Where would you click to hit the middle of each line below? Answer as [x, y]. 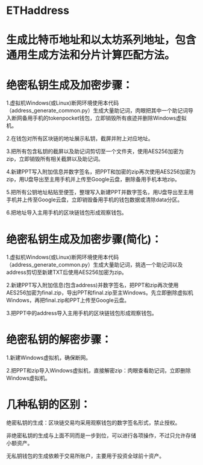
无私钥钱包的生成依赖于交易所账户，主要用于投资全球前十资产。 [85, 456]
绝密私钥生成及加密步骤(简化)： [84, 239]
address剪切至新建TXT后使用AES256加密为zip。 [67, 272]
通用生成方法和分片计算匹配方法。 [91, 55]
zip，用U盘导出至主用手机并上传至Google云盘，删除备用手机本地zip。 [93, 180]
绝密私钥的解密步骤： [59, 340]
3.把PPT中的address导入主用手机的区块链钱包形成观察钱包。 [82, 313]
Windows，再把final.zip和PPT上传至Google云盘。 [68, 301]
